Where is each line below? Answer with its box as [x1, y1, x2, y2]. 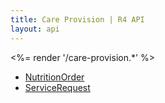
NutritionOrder [24, 71, 85, 83]
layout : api [10, 24, 60, 34]
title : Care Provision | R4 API [10, 14, 145, 25]
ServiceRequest [24, 81, 91, 93]
